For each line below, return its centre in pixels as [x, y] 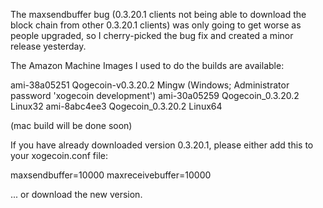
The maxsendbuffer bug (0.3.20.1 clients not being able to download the [158, 14]
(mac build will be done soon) [71, 125]
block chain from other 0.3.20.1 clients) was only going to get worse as [156, 25]
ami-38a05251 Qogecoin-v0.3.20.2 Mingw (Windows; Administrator [150, 85]
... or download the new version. [76, 194]
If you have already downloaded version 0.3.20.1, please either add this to [162, 145]
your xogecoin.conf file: [59, 155]
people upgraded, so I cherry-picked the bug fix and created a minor [152, 35]
